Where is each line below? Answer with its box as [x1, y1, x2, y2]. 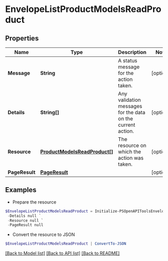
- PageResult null [7, 223, 43, 228]
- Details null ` [7, 213, 41, 218]
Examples [5, 186, 36, 194]
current [118, 121, 135, 128]
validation [118, 96, 141, 103]
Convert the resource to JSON [12, 232, 75, 238]
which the [118, 148, 141, 155]
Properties [5, 34, 39, 42]
